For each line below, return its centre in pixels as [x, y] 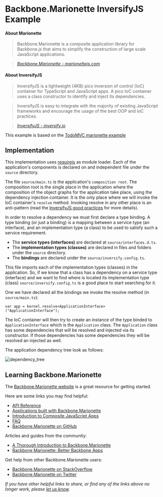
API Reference [27, 406]
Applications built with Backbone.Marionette [56, 411]
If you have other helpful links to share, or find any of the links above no [77, 484]
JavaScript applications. [41, 54]
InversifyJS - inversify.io [41, 125]
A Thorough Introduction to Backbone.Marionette [61, 445]
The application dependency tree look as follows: [54, 350]
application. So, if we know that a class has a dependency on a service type [81, 272]
